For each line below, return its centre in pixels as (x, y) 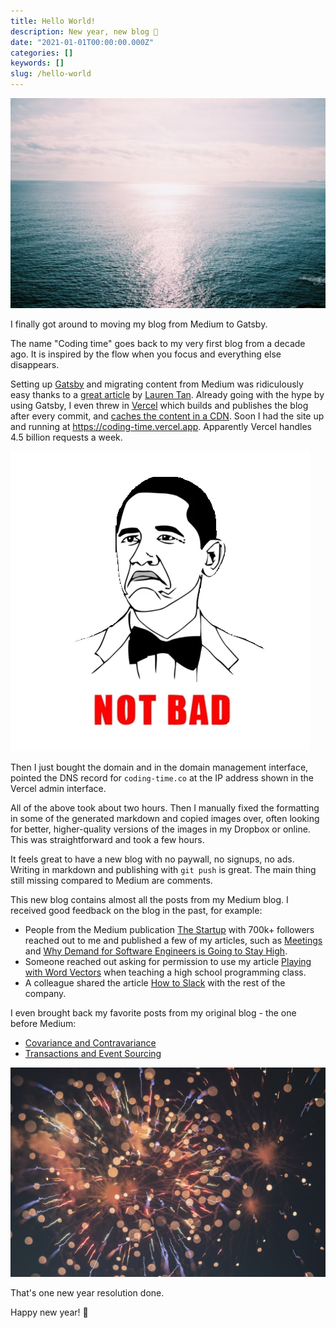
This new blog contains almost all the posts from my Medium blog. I (149, 899)
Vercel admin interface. (58, 788)
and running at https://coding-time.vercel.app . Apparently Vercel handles (161, 426)
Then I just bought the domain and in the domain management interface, (159, 767)
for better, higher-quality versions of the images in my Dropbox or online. (160, 829)
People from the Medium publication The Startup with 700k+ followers (169, 929)
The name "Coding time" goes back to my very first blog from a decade (158, 343)
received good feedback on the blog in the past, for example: (136, 910)
